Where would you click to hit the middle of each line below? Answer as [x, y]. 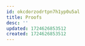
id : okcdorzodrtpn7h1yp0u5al [43, 12]
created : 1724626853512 [36, 34]
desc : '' [17, 23]
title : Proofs [24, 17]
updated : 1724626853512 [36, 28]
